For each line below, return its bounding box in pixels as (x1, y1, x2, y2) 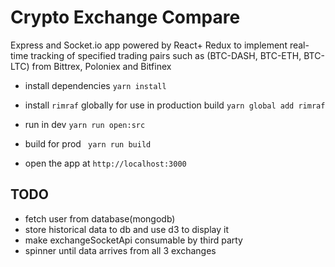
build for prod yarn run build (24, 137, 152, 150)
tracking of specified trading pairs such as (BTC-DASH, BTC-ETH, (30, 49, 302, 61)
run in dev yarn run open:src (24, 118, 146, 130)
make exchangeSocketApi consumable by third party (24, 234, 243, 246)
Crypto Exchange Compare (10, 6, 241, 29)
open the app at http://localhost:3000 (24, 157, 187, 169)
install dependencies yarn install (24, 79, 167, 91)
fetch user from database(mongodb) (24, 212, 176, 225)
